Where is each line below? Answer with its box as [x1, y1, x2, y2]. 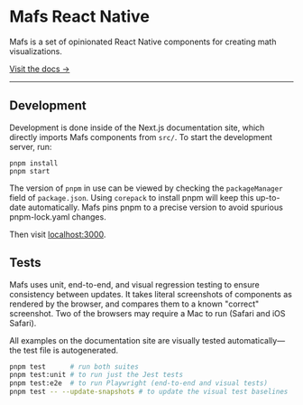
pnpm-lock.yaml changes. [9, 211, 106, 222]
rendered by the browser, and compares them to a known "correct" [9, 298, 260, 309]
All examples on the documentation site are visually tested [9, 334, 225, 345]
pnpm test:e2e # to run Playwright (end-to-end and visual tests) [9, 379, 269, 388]
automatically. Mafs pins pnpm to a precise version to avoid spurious [27, 202, 284, 212]
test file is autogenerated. [23, 344, 119, 355]
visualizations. [9, 45, 63, 56]
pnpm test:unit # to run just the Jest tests [9, 371, 183, 380]
